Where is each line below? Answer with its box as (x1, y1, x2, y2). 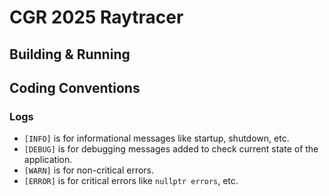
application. (23, 154, 73, 166)
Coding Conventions (9, 79, 141, 96)
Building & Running (9, 46, 131, 63)
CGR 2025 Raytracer (9, 6, 184, 29)
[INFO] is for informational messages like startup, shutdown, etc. (23, 132, 290, 145)
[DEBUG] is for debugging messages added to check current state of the (23, 143, 319, 155)
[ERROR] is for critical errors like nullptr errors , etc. (23, 175, 239, 187)
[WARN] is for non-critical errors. (23, 164, 155, 176)
